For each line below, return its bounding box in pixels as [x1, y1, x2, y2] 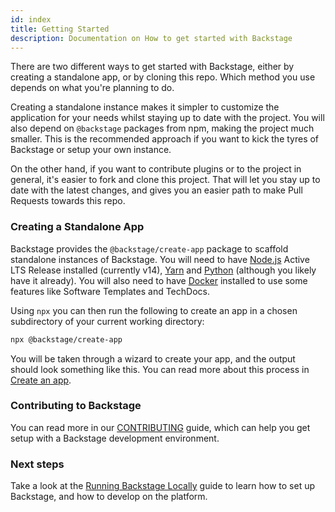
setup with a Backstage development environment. [10, 432, 220, 444]
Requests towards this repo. [10, 195, 126, 207]
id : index [10, 14, 52, 25]
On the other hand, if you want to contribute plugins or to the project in [10, 163, 302, 175]
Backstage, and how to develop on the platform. [10, 491, 208, 503]
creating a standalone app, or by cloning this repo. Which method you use [10, 71, 316, 83]
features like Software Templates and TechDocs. [10, 285, 210, 297]
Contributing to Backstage [10, 399, 142, 413]
